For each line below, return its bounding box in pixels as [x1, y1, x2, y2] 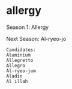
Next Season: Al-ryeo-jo [6, 35, 67, 42]
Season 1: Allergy [6, 23, 49, 31]
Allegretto [6, 57, 34, 63]
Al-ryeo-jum [6, 67, 36, 74]
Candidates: [6, 46, 36, 53]
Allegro [6, 63, 26, 69]
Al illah [6, 78, 28, 84]
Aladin [6, 73, 23, 79]
